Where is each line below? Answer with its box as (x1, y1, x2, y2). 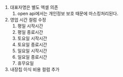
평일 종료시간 (17, 29, 43, 35)
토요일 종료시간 (17, 42, 47, 47)
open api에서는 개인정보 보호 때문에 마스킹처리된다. (17, 10, 118, 16)
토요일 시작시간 (17, 35, 47, 41)
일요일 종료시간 (17, 54, 47, 60)
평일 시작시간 (17, 23, 43, 29)
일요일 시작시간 (17, 48, 47, 54)
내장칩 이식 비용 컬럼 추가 (9, 67, 60, 72)
